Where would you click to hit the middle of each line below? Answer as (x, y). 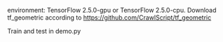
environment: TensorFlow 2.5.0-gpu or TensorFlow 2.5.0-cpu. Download (112, 10)
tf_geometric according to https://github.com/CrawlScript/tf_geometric (109, 17)
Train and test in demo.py (44, 31)
